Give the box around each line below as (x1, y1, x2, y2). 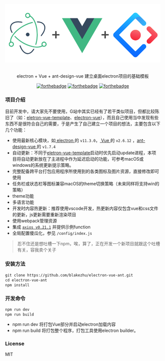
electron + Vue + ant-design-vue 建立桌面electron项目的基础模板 (16, 73, 149, 79)
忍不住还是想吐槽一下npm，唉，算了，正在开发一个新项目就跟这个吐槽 (17, 241, 160, 247)
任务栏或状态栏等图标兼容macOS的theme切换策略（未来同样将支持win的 (12, 181, 160, 187)
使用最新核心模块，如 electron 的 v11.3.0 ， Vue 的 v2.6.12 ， (12, 137, 137, 143)
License (5, 340, 25, 347)
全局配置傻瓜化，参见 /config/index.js (12, 230, 93, 236)
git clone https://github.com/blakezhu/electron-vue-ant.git (5, 272, 133, 277)
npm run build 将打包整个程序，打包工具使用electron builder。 (12, 327, 139, 333)
